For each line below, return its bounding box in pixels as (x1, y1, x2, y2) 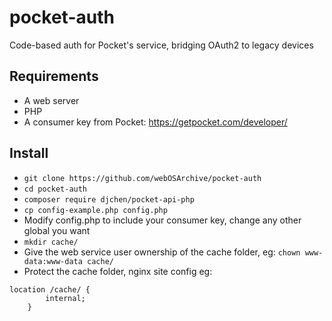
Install (9, 145, 49, 162)
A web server (23, 94, 80, 106)
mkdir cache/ (23, 237, 79, 247)
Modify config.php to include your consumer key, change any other (23, 214, 302, 226)
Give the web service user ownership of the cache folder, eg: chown (23, 246, 301, 258)
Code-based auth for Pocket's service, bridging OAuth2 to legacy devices (9, 39, 314, 51)
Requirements (9, 68, 99, 85)
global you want (23, 224, 91, 236)
